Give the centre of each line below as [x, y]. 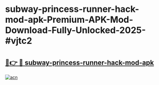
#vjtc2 [19, 41]
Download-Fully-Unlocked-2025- [76, 30]
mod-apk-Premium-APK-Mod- [69, 20]
